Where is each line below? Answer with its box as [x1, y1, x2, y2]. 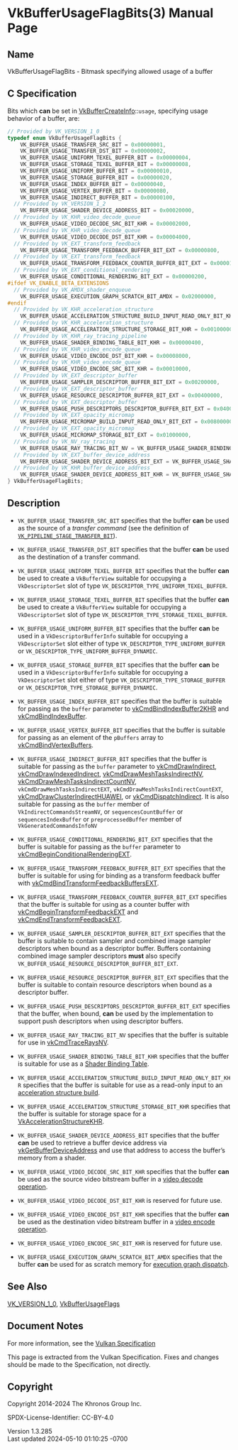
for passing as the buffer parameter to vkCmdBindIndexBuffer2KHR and [17, 704, 229, 713]
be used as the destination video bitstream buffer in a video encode [17, 1217, 215, 1226]
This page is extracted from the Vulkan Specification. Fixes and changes [7, 1353, 220, 1361]
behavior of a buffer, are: [7, 114, 80, 122]
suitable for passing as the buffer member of [17, 800, 150, 808]
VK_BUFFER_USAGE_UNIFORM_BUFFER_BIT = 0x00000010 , [20, 168, 173, 175]
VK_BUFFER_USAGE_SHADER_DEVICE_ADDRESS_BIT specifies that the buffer [17, 1130, 220, 1139]
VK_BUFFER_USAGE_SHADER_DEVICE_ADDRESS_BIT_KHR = [20, 471, 170, 479]
